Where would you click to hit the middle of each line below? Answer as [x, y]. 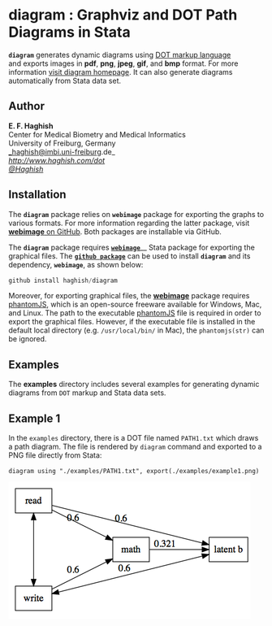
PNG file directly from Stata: [55, 455]
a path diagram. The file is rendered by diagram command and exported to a [135, 447]
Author [26, 106]
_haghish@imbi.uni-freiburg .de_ [62, 151]
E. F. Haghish [31, 126]
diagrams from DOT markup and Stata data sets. [87, 393]
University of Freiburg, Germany [62, 143]
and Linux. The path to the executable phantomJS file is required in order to [135, 313]
